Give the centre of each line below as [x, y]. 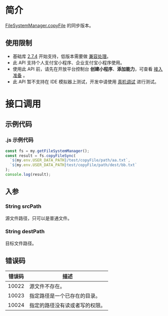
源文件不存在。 [47, 286]
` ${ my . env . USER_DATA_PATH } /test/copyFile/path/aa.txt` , [70, 161]
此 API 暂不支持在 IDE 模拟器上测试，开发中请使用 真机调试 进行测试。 [86, 81]
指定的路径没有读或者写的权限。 [67, 305]
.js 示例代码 [20, 140]
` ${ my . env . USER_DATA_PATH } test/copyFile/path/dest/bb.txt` [74, 165]
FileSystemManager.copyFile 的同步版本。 [49, 25]
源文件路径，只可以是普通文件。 [39, 218]
